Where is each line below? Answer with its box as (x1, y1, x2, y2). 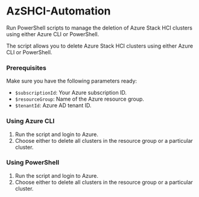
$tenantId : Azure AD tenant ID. (14, 102, 92, 109)
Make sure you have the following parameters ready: (6, 77, 137, 85)
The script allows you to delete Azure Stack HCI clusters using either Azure (6, 42, 194, 49)
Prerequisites (6, 63, 46, 72)
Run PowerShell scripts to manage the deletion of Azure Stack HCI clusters (6, 24, 193, 31)
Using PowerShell (6, 158, 59, 167)
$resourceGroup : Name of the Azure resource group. (14, 95, 145, 103)
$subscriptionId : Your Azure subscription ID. (14, 89, 127, 96)
